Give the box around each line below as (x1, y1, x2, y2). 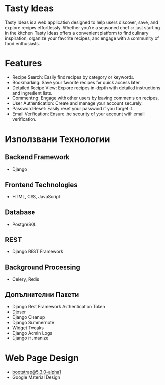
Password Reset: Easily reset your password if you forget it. (12, 105, 133, 111)
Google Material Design (12, 374, 61, 380)
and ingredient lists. (12, 90, 53, 96)
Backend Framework (5, 153, 70, 161)
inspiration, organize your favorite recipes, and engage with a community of (5, 35, 159, 41)
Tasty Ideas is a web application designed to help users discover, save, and (5, 19, 159, 25)
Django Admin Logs (12, 330, 53, 336)
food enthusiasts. (5, 40, 40, 46)
